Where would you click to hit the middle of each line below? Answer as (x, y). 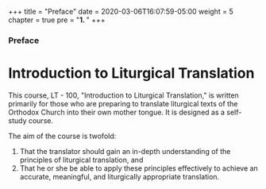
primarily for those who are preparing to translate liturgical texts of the (123, 103)
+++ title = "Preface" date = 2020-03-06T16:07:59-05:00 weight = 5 (121, 12)
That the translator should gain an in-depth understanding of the (125, 151)
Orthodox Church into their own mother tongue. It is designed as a (116, 112)
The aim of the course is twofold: (62, 136)
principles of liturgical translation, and (81, 160)
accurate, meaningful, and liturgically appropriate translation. (120, 176)
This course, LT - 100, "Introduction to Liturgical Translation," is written (124, 95)
